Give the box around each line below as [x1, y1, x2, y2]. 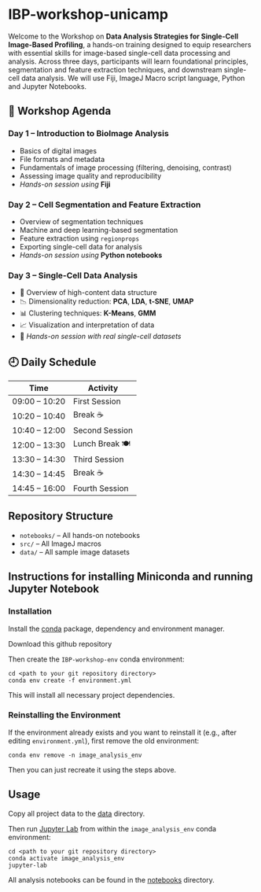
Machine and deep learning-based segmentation [19, 225, 178, 234]
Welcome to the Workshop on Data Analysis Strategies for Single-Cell [8, 31, 239, 41]
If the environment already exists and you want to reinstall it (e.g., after [8, 728, 237, 737]
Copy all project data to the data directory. [8, 809, 145, 818]
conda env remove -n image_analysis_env [8, 751, 143, 759]
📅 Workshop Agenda [8, 105, 112, 118]
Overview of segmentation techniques [19, 216, 144, 226]
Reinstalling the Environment [8, 710, 121, 721]
